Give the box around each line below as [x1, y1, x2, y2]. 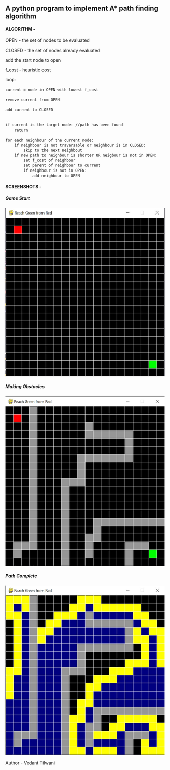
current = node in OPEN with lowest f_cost [5, 87, 99, 92]
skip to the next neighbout [23, 148, 82, 153]
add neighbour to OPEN [32, 173, 80, 178]
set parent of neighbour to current [23, 163, 101, 168]
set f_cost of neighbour [23, 158, 76, 163]
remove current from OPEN [5, 97, 60, 102]
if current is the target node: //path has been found [5, 122, 123, 127]
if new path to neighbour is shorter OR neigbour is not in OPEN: [14, 153, 157, 158]
